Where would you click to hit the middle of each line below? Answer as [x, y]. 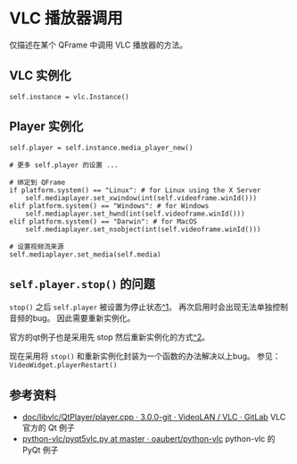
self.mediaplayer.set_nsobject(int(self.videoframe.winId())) [143, 229]
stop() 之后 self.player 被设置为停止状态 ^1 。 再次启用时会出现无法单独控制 [148, 307]
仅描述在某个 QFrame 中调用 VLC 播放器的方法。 [99, 45]
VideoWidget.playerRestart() [63, 366]
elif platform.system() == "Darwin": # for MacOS [103, 221]
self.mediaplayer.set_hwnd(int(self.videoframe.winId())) [135, 214]
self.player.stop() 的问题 [82, 284]
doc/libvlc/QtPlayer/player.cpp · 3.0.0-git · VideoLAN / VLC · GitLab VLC [154, 418]
